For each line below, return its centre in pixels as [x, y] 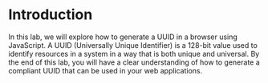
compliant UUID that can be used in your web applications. [106, 70]
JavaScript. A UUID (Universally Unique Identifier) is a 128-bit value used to [133, 45]
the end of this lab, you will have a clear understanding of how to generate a [134, 62]
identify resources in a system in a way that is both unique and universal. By [134, 53]
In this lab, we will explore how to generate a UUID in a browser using [123, 37]
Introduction [51, 15]
